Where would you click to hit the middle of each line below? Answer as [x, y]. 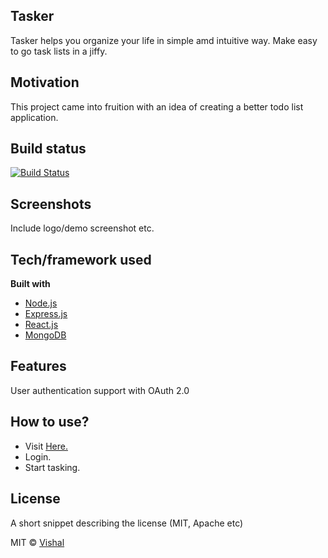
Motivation [45, 82]
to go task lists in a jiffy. [59, 51]
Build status [48, 149]
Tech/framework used [81, 259]
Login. [38, 456]
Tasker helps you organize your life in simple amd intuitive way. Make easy [164, 40]
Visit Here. [46, 446]
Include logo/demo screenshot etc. [82, 228]
